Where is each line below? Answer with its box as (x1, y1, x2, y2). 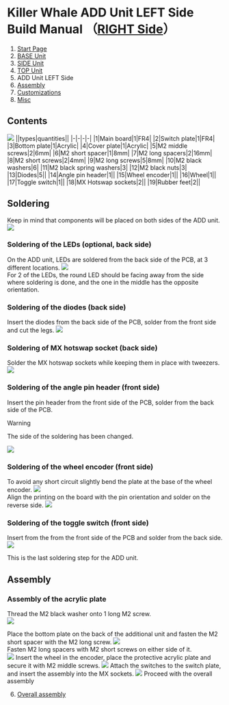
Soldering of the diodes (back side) (7, 303, 126, 312)
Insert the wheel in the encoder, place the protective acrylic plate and (15, 654, 211, 662)
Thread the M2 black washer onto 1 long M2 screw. (7, 610, 152, 618)
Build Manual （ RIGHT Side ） (7, 22, 176, 37)
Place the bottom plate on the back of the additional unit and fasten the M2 (7, 630, 218, 638)
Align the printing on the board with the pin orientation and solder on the (7, 493, 211, 501)
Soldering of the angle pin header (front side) (7, 383, 160, 392)
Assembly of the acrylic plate (7, 594, 107, 604)
